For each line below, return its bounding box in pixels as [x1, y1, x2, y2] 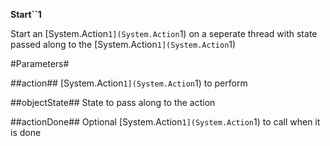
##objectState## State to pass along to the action [10, 97, 216, 108]
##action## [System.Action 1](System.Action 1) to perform [10, 77, 248, 89]
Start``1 [10, 9, 42, 20]
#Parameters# [10, 58, 70, 69]
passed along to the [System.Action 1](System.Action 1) [10, 39, 237, 50]
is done [10, 127, 42, 138]
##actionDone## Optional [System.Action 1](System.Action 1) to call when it [10, 116, 321, 128]
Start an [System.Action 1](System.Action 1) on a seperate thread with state [10, 28, 318, 39]
